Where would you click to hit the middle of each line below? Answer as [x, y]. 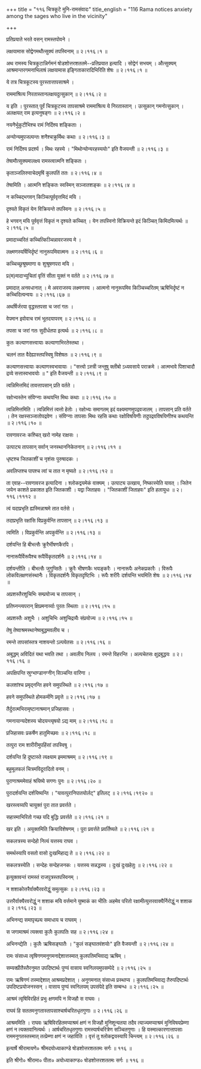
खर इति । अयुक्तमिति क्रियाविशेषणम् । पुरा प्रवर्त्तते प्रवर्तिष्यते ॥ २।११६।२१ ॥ [80, 829]
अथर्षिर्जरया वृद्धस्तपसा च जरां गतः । [40, 307]
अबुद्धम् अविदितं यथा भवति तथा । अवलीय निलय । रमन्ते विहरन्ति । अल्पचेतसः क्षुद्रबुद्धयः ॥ [91, 654]
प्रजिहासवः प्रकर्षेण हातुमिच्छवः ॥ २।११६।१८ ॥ [51, 733]
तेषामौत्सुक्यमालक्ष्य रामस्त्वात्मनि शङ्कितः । [46, 161]
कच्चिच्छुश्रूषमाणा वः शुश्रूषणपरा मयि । [40, 264]
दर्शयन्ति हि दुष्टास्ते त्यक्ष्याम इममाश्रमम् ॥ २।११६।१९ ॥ [59, 757]
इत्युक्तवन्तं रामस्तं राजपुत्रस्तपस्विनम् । [42, 877]
